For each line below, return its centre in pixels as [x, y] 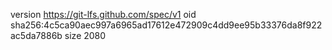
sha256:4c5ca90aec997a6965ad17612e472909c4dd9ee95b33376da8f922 [166, 25]
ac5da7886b [36, 35]
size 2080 [85, 35]
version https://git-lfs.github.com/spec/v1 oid [103, 14]
